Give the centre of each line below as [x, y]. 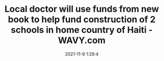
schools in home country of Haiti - [82, 30]
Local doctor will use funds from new [82, 9]
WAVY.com [82, 41]
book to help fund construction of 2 [82, 19]
